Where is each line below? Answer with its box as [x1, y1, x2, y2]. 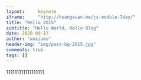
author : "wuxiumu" [6, 36, 51, 42]
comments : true [6, 47, 44, 53]
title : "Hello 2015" [6, 19, 57, 25]
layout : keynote [6, 8, 57, 15]
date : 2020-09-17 [6, 31, 49, 36]
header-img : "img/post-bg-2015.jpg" [6, 42, 96, 48]
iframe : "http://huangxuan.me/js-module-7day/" [6, 14, 136, 20]
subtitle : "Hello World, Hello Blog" [6, 25, 99, 31]
